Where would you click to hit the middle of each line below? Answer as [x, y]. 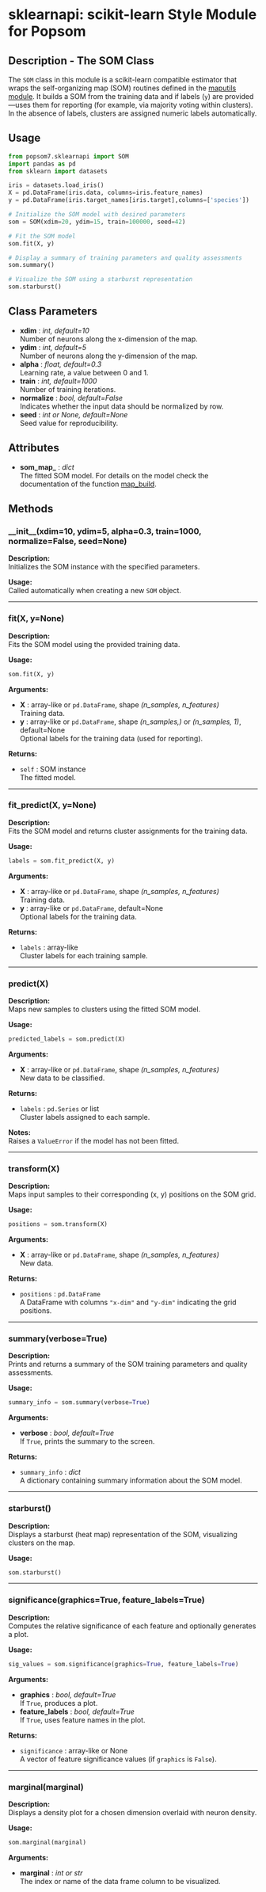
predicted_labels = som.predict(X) [67, 1039]
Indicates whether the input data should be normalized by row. [122, 406]
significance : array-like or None [74, 1750]
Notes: [20, 1132]
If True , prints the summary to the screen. [87, 1441]
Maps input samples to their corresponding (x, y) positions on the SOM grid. [132, 1194]
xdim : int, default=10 [54, 330]
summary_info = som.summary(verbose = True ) [79, 1403]
